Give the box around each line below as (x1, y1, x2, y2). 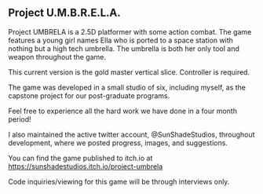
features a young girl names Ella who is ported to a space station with (8, 35, 234, 45)
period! (8, 114, 31, 124)
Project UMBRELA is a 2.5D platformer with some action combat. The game (8, 27, 252, 36)
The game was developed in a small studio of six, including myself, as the (8, 82, 246, 92)
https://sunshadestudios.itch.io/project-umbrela (8, 161, 163, 171)
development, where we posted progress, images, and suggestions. (8, 137, 228, 148)
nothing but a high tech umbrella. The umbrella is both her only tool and (8, 43, 239, 53)
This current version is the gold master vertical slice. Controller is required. (8, 67, 250, 77)
